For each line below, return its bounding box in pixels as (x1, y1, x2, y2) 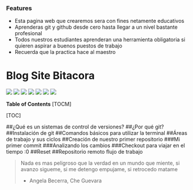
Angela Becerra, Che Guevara (29, 177, 102, 184)
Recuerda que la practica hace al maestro (14, 49, 116, 56)
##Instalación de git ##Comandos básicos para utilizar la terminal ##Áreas (6, 130, 188, 137)
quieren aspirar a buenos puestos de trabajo (14, 42, 122, 49)
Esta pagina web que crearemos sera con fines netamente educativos (14, 18, 184, 25)
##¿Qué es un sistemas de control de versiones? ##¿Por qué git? (6, 123, 164, 130)
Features (6, 4, 32, 12)
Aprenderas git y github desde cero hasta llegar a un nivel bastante (14, 23, 178, 30)
